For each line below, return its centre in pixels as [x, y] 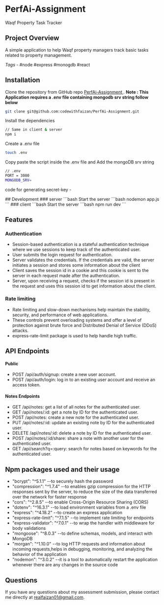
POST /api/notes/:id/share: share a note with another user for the [78, 439]
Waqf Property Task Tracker [34, 23]
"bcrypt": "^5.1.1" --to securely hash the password [63, 481]
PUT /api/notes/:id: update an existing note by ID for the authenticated [83, 423]
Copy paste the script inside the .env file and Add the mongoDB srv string [80, 162]
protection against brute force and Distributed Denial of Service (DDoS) [84, 325]
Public [12, 363]
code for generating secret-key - [38, 190]
